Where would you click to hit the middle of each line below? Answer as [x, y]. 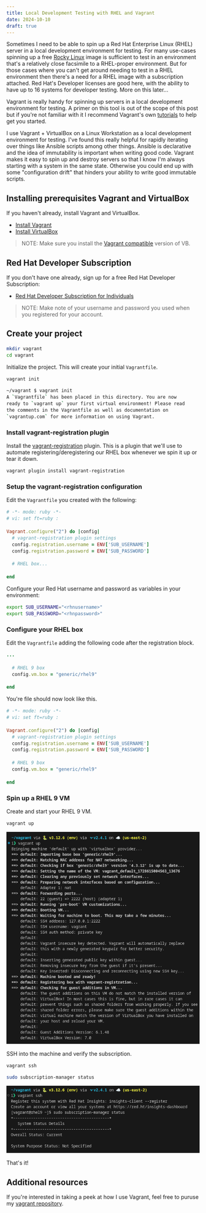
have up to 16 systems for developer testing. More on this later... [87, 90]
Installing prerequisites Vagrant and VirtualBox [98, 198]
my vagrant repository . [35, 1203]
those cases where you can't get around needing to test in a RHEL [90, 70]
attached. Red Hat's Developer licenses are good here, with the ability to [98, 84]
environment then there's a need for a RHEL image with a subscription [95, 77]
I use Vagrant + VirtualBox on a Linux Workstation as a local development [99, 133]
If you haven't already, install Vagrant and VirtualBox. [73, 213]
